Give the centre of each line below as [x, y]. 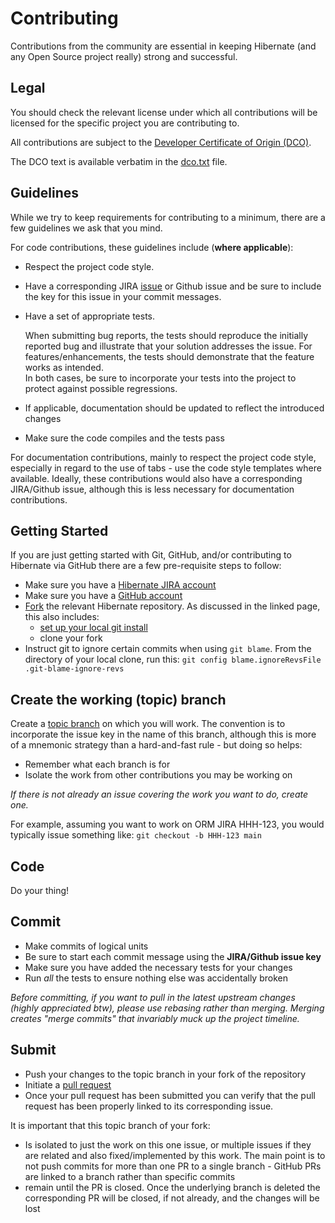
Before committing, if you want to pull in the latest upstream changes [153, 997]
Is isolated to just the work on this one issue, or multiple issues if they [168, 1144]
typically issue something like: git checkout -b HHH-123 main [136, 835]
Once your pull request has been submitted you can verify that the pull [170, 1095]
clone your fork [71, 638]
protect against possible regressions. [101, 388]
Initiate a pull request [68, 1084]
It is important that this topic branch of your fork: [110, 1125]
